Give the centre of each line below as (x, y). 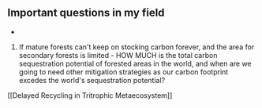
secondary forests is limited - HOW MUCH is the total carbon (118, 55)
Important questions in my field (86, 13)
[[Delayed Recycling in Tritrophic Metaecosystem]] (90, 95)
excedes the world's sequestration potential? (92, 80)
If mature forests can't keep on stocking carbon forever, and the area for (137, 47)
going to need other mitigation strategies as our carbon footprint (124, 72)
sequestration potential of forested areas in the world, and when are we (135, 63)
